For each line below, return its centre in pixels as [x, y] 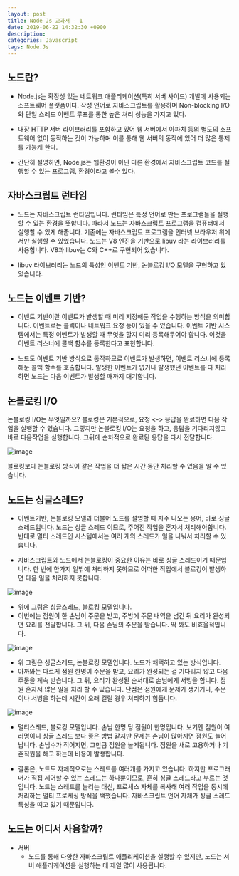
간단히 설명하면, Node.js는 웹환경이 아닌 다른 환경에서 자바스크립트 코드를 [120, 162]
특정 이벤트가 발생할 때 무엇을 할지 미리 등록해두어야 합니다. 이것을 [134, 335]
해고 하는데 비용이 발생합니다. [83, 754]
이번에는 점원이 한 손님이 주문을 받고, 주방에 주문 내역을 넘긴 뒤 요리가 [114, 616]
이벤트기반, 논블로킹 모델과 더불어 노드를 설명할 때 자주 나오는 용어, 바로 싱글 [124, 518]
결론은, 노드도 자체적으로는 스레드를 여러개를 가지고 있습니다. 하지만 [112, 769]
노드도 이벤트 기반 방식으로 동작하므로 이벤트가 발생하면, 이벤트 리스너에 [117, 359]
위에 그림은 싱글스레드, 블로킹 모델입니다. [75, 607]
